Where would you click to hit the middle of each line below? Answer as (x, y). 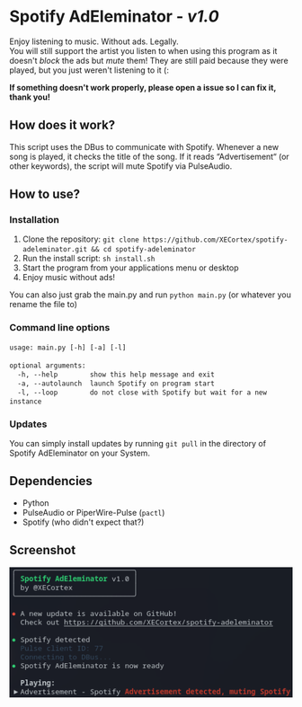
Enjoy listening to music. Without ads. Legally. (94, 41)
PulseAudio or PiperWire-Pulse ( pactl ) (93, 512)
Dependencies (51, 481)
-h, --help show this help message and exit (116, 375)
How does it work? (62, 125)
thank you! (30, 97)
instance (26, 402)
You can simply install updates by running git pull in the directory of (138, 444)
